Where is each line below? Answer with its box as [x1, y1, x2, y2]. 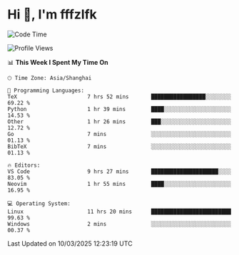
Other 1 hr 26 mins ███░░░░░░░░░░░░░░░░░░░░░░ [7, 118, 232, 125]
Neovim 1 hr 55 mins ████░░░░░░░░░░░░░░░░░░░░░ [7, 180, 232, 187]
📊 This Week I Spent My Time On [7, 58, 108, 66]
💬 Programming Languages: [7, 87, 84, 94]
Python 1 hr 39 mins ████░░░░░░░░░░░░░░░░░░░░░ [7, 105, 232, 113]
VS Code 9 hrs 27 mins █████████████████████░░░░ [7, 167, 232, 175]
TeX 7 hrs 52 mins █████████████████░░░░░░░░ [7, 93, 232, 100]
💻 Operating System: [7, 199, 71, 207]
